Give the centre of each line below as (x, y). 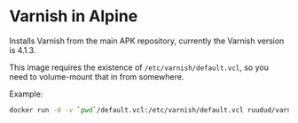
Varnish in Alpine (74, 16)
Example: (26, 94)
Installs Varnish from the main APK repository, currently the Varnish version (147, 41)
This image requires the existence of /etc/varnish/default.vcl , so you (139, 67)
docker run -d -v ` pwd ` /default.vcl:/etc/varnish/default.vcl (126, 110)
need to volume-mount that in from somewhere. (97, 76)
